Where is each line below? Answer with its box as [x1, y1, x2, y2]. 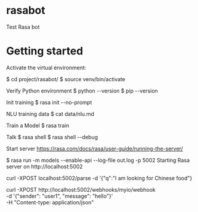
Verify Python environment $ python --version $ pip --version [6, 87, 158, 94]
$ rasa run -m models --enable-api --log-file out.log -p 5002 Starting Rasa [6, 156, 190, 164]
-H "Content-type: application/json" [6, 198, 94, 206]
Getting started [6, 44, 83, 58]
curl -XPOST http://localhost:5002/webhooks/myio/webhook [6, 186, 156, 193]
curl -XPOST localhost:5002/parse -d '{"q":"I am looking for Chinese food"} [6, 174, 193, 182]
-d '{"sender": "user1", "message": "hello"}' [6, 192, 113, 199]
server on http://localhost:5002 [6, 162, 83, 170]
